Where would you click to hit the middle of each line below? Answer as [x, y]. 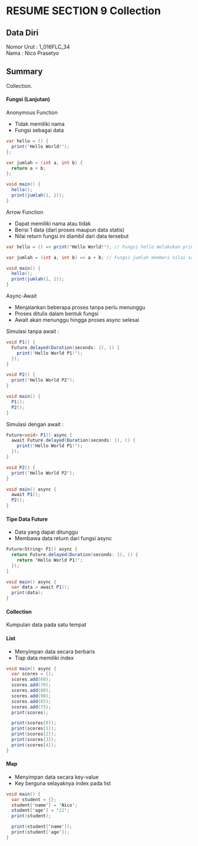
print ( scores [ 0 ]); [34, 723]
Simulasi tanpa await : [33, 331]
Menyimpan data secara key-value [57, 777]
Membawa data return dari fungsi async [63, 538]
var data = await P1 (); [40, 587]
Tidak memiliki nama [39, 124]
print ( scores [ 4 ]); [34, 745]
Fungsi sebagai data [39, 130]
